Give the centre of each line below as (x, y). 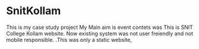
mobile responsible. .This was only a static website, (69, 40)
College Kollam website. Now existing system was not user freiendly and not (100, 33)
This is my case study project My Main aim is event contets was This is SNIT (99, 27)
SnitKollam (34, 11)
